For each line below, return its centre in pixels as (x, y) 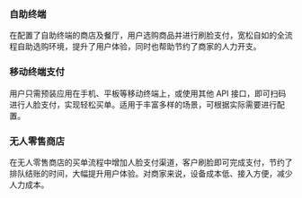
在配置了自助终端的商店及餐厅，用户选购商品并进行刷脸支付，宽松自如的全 (147, 35)
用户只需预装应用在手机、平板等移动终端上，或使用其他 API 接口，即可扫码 (148, 93)
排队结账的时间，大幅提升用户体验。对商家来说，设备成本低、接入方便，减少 (151, 173)
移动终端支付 (37, 72)
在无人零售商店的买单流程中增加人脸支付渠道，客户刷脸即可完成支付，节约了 (151, 162)
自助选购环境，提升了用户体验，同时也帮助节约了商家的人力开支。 (139, 47)
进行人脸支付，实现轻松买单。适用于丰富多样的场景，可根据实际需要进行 (143, 104)
